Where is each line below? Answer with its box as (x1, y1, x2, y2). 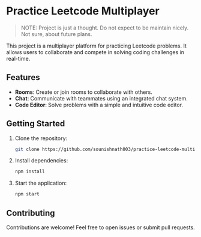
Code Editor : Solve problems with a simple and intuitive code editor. (14, 101, 184, 108)
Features (6, 72, 40, 82)
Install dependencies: (14, 157, 68, 164)
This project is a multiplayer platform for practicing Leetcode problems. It (6, 42, 187, 49)
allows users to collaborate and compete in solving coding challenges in (6, 48, 185, 55)
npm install (14, 168, 45, 175)
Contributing (6, 208, 55, 218)
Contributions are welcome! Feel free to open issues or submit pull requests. (6, 224, 195, 231)
